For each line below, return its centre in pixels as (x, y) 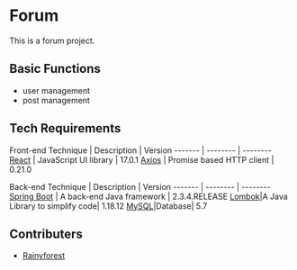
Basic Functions (55, 69)
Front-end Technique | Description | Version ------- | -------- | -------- (140, 150)
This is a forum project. (52, 40)
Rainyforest (44, 256)
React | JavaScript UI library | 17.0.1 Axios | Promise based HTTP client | (142, 159)
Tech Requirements (65, 128)
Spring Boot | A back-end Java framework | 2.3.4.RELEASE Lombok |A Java (148, 196)
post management (56, 100)
